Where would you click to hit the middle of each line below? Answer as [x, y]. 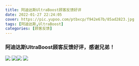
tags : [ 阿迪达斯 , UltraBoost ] [34, 24]
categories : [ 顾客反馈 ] [29, 29]
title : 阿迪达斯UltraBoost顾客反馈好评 [43, 10]
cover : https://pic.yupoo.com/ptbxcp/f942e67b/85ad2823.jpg [70, 19]
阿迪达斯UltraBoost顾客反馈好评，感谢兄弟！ [60, 47]
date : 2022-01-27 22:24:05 [34, 15]
